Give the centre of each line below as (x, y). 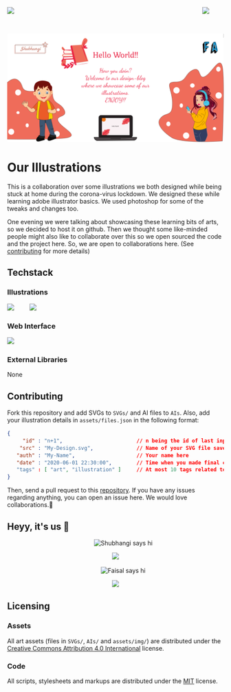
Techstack (30, 273)
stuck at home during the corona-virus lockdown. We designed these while (113, 194)
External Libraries (37, 359)
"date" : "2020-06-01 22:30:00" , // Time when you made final (118, 463)
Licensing (29, 606)
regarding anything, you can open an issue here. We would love (97, 497)
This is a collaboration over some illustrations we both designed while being (114, 186)
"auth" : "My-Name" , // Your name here (102, 455)
